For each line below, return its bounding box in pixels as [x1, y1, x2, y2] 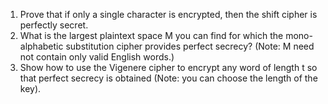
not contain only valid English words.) [19, 51, 175, 63]
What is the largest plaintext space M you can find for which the [19, 30, 284, 41]
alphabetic [19, 40, 64, 52]
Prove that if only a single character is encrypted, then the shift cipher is [19, 9, 318, 20]
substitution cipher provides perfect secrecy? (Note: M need [65, 40, 315, 52]
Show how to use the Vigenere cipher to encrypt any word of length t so [19, 62, 318, 73]
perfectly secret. [19, 19, 89, 31]
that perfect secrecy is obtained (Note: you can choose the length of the [19, 72, 318, 84]
